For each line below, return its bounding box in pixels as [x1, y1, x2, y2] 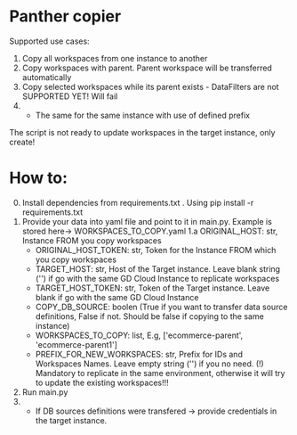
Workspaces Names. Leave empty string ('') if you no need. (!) [35, 358, 264, 369]
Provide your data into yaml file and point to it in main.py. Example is [21, 216, 273, 226]
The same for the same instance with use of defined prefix [35, 110, 251, 120]
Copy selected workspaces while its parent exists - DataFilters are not [21, 81, 279, 92]
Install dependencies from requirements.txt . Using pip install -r [21, 197, 254, 208]
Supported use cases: [9, 36, 91, 46]
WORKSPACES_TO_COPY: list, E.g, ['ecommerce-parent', [35, 330, 244, 341]
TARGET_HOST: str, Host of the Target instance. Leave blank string [35, 263, 281, 274]
